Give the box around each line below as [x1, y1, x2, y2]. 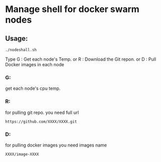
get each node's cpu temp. [5, 85, 61, 91]
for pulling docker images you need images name [5, 142, 107, 148]
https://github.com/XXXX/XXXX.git [5, 119, 77, 124]
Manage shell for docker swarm [5, 4, 139, 15]
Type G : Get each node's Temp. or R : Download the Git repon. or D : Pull [5, 56, 156, 62]
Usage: [5, 34, 28, 43]
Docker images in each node [5, 62, 64, 67]
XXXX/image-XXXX [5, 151, 39, 156]
